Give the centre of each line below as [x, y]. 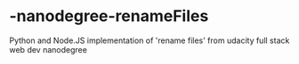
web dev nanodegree [48, 49]
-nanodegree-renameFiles [109, 16]
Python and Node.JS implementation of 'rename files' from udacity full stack [149, 40]
